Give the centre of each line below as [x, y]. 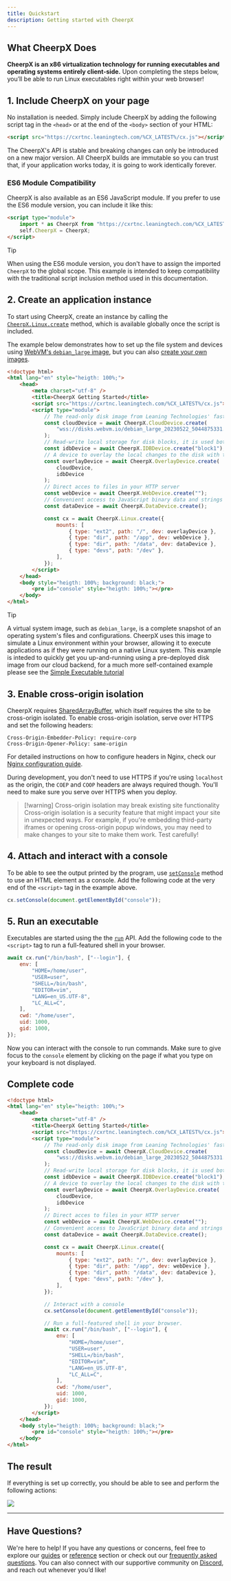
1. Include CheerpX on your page [78, 101]
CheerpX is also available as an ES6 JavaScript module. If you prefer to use [114, 198]
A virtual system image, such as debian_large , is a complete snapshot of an [114, 628]
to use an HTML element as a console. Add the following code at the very [111, 880]
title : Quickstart [33, 13]
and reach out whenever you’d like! [57, 1570]
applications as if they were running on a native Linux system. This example [114, 650]
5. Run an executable [53, 921]
